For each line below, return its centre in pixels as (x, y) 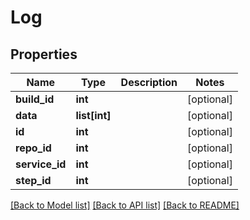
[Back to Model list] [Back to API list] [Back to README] (125, 205)
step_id (33, 180)
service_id (41, 164)
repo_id (33, 148)
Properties (44, 54)
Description (149, 82)
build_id (35, 99)
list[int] (93, 115)
